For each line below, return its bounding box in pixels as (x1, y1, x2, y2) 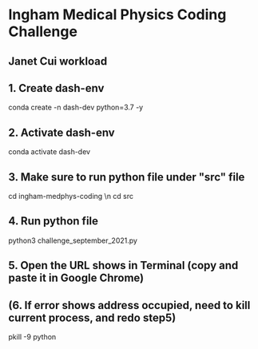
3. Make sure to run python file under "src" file (8, 170, 245, 184)
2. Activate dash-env (8, 125, 115, 139)
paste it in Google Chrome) (8, 272, 145, 285)
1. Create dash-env (8, 81, 105, 95)
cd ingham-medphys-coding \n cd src (8, 192, 134, 201)
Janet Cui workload (8, 54, 108, 68)
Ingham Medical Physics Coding (8, 6, 227, 24)
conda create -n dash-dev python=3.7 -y (8, 102, 144, 113)
